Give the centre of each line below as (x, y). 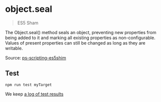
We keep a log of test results (34, 94)
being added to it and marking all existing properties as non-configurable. (80, 38)
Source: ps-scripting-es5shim (36, 57)
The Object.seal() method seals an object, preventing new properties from (81, 32)
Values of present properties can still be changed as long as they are (75, 43)
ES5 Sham (28, 23)
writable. (14, 48)
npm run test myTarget (28, 85)
